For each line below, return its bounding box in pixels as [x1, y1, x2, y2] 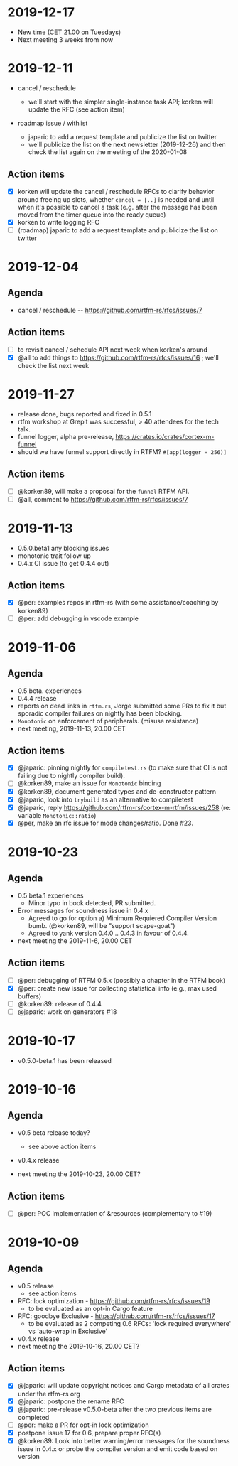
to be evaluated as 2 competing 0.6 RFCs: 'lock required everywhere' [28, 1319, 232, 1327]
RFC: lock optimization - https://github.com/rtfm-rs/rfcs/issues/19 [17, 1296, 211, 1305]
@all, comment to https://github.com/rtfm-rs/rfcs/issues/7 [17, 495, 188, 503]
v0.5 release [17, 1281, 55, 1290]
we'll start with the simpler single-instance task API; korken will [28, 97, 213, 106]
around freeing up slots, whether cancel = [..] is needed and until [17, 195, 215, 203]
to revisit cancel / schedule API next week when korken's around [17, 345, 208, 354]
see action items [28, 1289, 77, 1298]
